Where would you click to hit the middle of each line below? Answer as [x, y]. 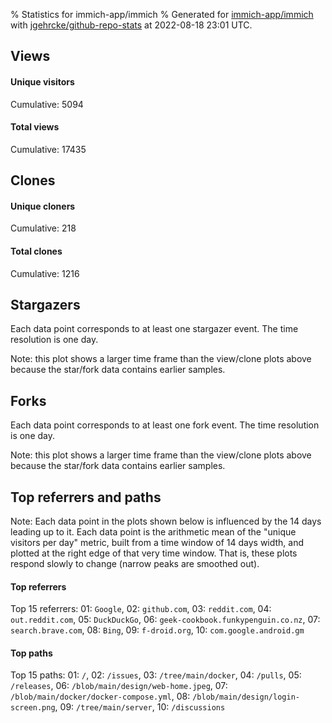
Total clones [36, 251]
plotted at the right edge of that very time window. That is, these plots [154, 553]
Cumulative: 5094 [47, 104]
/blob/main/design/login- [246, 697]
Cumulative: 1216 [45, 273]
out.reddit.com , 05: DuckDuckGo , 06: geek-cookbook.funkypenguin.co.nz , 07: [165, 620]
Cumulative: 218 [43, 228]
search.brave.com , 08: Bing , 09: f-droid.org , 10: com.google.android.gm [157, 630]
